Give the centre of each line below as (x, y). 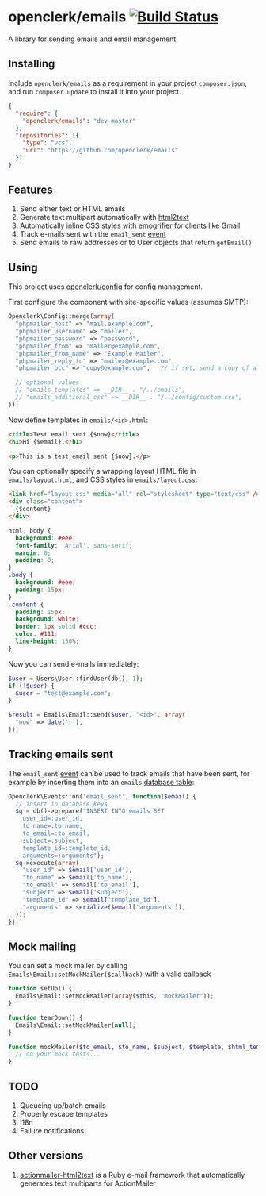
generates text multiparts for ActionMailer (88, 1183)
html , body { (30, 531)
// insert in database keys (62, 804)
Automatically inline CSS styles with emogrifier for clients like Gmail (130, 225)
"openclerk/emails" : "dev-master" (79, 121)
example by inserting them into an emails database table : (101, 782)
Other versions (46, 1156)
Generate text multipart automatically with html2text (104, 217)
